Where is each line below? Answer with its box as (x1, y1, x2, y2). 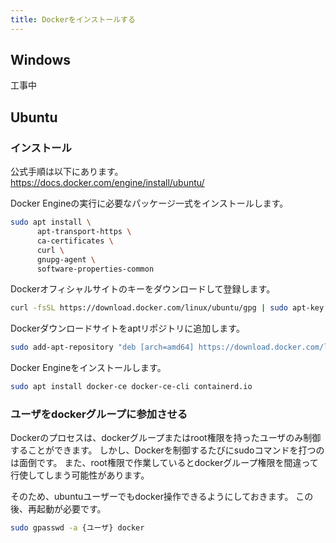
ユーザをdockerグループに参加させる (10, 407, 188, 421)
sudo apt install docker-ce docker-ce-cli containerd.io (10, 382, 253, 392)
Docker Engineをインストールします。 (10, 362, 167, 374)
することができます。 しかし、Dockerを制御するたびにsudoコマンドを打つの (10, 444, 325, 456)
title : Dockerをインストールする (10, 14, 136, 25)
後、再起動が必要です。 (10, 503, 107, 515)
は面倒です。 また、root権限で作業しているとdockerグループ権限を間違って (10, 457, 319, 469)
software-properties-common (36, 264, 155, 274)
